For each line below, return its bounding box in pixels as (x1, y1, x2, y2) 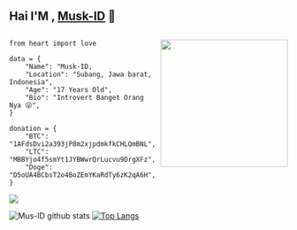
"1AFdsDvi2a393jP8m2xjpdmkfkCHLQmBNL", (9, 139, 156, 149)
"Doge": (25, 163, 53, 172)
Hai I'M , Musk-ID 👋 (9, 9, 117, 24)
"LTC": (25, 147, 49, 156)
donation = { (9, 124, 57, 133)
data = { (9, 54, 42, 63)
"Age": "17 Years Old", (25, 85, 113, 94)
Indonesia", (9, 77, 53, 87)
